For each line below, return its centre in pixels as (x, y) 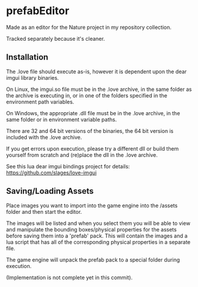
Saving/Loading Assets (50, 191)
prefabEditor (38, 11)
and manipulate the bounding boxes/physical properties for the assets (92, 229)
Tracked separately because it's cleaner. (56, 38)
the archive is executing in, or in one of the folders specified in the (87, 95)
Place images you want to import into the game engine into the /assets (92, 206)
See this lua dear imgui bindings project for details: (68, 166)
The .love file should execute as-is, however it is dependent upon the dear (97, 71)
